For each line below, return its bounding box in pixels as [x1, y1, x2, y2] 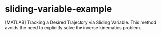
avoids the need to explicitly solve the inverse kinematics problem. [5, 24, 142, 30]
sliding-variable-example [5, 3, 112, 15]
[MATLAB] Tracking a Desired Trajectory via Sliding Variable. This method [5, 19, 157, 25]
